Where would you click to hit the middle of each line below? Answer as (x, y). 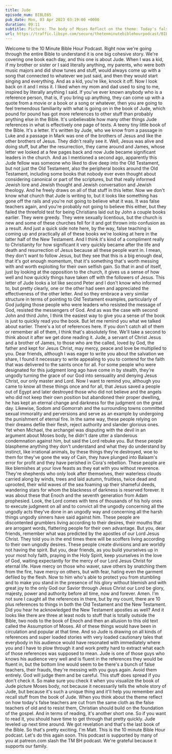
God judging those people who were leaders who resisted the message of (83, 305)
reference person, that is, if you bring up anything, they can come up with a (85, 97)
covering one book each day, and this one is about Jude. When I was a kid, (84, 59)
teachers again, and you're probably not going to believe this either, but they (86, 206)
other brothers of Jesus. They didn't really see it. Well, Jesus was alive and (84, 141)
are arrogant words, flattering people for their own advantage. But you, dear (85, 528)
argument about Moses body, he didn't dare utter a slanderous (71, 435)
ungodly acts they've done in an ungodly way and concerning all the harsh (84, 512)
